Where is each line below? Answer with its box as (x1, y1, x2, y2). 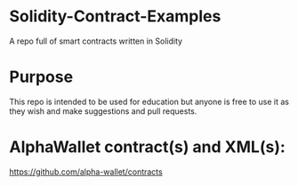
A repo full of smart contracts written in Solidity (9, 36, 183, 46)
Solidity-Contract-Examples (9, 6, 221, 27)
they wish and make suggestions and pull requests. (9, 105, 197, 117)
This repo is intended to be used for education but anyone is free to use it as (9, 96, 289, 107)
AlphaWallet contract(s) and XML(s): (9, 137, 286, 158)
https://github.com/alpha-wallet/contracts (9, 166, 163, 177)
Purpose (9, 67, 74, 87)
